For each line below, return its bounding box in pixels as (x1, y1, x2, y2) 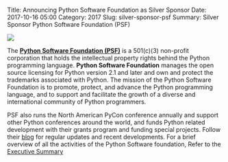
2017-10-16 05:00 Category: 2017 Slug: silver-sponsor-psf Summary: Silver (7, 13, 219, 21)
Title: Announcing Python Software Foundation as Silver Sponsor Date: (7, 6, 207, 14)
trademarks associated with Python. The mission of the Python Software (7, 76, 212, 84)
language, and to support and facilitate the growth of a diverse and (7, 91, 196, 98)
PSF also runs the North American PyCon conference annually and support (7, 111, 219, 119)
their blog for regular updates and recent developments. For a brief (7, 133, 197, 141)
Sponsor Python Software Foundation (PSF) (7, 21, 131, 28)
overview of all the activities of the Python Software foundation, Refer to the (7, 140, 221, 148)
